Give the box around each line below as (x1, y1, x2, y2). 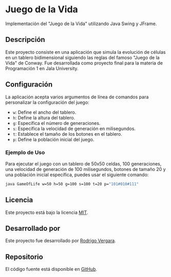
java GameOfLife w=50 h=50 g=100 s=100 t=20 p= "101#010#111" (5, 181, 139, 186)
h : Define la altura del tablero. (12, 114, 75, 121)
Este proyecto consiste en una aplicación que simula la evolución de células (5, 49, 166, 55)
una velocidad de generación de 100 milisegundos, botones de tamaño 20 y (5, 166, 166, 172)
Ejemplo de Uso (5, 149, 45, 156)
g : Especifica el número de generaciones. (12, 120, 101, 126)
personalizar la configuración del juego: (5, 99, 89, 105)
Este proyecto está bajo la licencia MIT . (5, 209, 88, 216)
